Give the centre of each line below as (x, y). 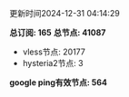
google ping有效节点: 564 (58, 82)
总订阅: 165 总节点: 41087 (58, 33)
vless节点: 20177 (54, 52)
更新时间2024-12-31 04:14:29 (64, 13)
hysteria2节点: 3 (53, 63)
